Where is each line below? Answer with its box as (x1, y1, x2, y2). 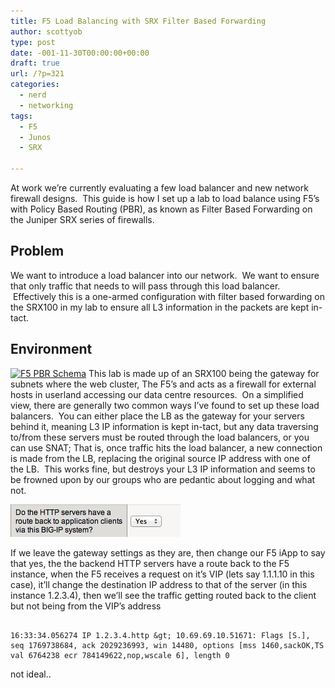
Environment (10, 341, 93, 358)
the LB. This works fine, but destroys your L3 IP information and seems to (10, 463, 316, 475)
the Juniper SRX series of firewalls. (10, 214, 155, 225)
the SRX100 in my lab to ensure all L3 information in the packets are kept (10, 301, 310, 313)
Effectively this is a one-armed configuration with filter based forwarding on (12, 290, 325, 302)
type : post (10, 37, 56, 47)
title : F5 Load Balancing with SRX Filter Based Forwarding (10, 16, 267, 26)
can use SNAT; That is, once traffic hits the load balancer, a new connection (10, 441, 323, 454)
